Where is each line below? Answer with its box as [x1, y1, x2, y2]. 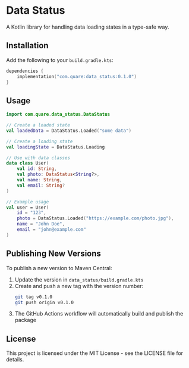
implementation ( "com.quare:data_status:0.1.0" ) [17, 73, 137, 79]
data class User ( [6, 160, 49, 166]
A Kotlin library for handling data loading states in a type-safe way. [6, 23, 169, 30]
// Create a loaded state [6, 122, 70, 128]
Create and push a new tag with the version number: [14, 282, 144, 289]
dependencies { [6, 68, 44, 74]
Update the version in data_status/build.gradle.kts [14, 276, 144, 283]
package [14, 317, 37, 324]
